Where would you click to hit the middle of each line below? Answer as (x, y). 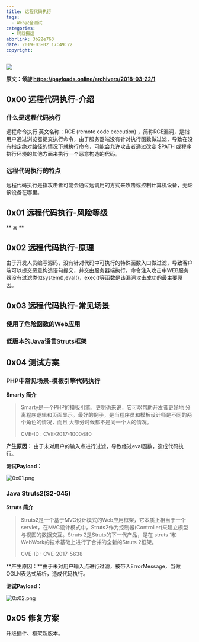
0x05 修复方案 (33, 618)
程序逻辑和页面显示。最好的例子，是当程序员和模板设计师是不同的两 (109, 415)
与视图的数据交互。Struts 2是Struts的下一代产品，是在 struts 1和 (99, 535)
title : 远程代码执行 (29, 12)
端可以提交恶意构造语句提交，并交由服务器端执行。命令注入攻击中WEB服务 (98, 270)
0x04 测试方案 (33, 362)
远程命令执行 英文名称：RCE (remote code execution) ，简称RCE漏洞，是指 (98, 132)
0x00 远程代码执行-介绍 (50, 99)
